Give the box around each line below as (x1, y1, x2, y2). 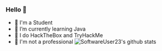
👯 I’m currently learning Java (14, 25, 86, 32)
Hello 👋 (5, 5, 27, 14)
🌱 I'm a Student (14, 19, 53, 26)
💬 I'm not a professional (14, 38, 73, 46)
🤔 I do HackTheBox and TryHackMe (14, 32, 104, 39)
